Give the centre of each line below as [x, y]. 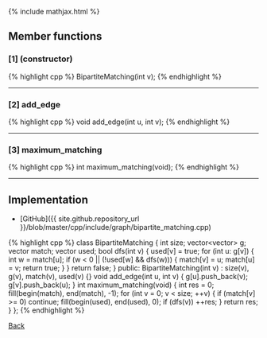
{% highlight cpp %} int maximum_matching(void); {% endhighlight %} [124, 167]
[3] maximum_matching [55, 150]
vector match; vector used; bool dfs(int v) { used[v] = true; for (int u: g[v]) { [131, 251]
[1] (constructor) [41, 59]
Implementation [48, 199]
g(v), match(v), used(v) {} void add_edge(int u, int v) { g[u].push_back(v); [128, 277]
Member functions [55, 36]
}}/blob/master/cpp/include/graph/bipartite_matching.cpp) [116, 227]
